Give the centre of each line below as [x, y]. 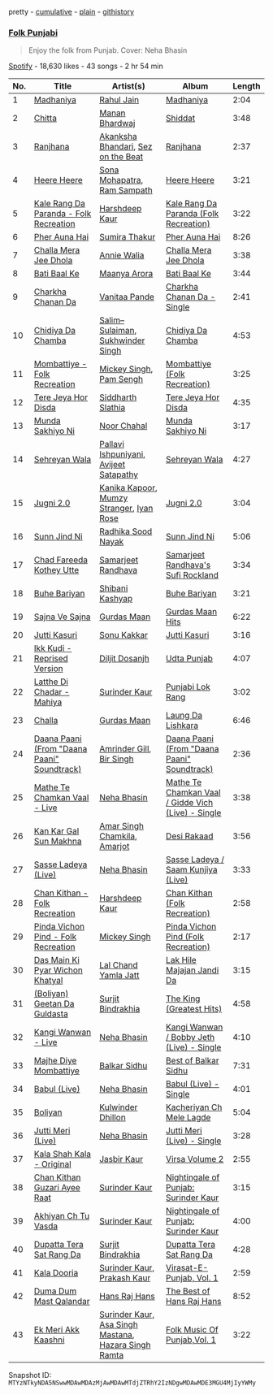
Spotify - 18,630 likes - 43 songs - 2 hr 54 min [86, 66]
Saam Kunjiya [191, 870]
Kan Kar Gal [56, 831]
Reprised [51, 659]
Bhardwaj [117, 123]
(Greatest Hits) [194, 1009]
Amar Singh [121, 826]
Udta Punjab [189, 659]
